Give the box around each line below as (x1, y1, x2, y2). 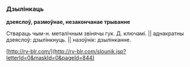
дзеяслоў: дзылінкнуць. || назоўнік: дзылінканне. (6, 36, 132, 44)
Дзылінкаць (6, 5, 44, 13)
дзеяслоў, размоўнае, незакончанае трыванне (6, 19, 131, 26)
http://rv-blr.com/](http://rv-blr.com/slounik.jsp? (8, 48, 126, 55)
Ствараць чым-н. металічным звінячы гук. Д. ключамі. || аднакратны (6, 30, 184, 37)
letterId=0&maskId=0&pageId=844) (6, 54, 95, 62)
